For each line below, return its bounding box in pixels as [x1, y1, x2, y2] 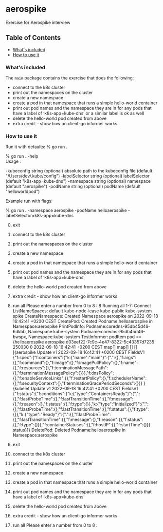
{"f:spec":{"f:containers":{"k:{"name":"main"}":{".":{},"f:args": [12, 355, 137, 361]
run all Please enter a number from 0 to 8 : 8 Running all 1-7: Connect [12, 303, 151, 309]
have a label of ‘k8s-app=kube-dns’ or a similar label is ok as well [12, 111, 144, 116]
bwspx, [12, 334, 27, 340]
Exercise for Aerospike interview [5, 19, 71, 25]
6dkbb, [12, 329, 27, 335]
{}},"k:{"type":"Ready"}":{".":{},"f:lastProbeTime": [12, 412, 111, 418]
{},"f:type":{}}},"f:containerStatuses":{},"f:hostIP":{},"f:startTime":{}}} [12, 422, 151, 428]
